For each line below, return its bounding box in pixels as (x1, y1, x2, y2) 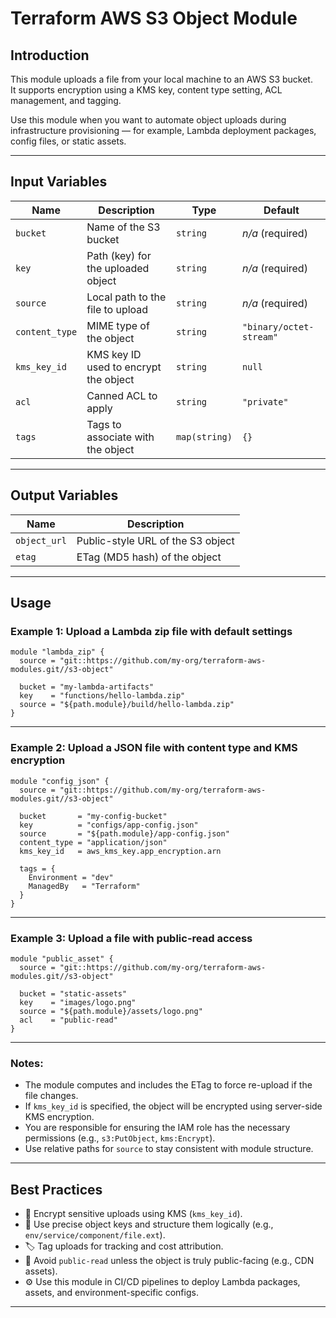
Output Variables (10, 487, 119, 504)
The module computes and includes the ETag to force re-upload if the (24, 1079, 313, 1091)
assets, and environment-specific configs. (24, 1287, 199, 1299)
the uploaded (86, 261, 150, 275)
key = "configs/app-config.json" (19, 820, 199, 830)
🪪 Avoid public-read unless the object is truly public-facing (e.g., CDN (24, 1255, 315, 1267)
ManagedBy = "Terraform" (28, 881, 141, 891)
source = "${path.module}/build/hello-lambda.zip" (19, 700, 235, 710)
